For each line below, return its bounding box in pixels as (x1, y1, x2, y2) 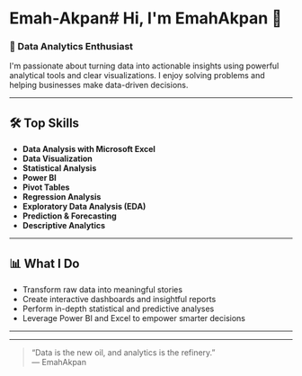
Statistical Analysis (22, 163, 97, 174)
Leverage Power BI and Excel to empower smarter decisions (22, 313, 245, 324)
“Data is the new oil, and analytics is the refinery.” (31, 347, 216, 358)
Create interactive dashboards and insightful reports (22, 294, 217, 305)
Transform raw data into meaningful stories (22, 284, 182, 295)
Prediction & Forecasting (22, 210, 117, 221)
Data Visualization (22, 153, 93, 165)
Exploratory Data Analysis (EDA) (22, 201, 147, 212)
